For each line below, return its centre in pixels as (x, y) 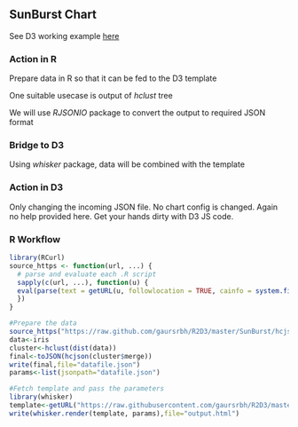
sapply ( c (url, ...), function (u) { (83, 282)
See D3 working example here (64, 36)
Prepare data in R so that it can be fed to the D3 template (113, 78)
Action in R (33, 59)
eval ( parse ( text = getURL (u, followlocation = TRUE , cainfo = (134, 291)
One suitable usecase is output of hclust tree (91, 96)
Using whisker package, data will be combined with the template (127, 164)
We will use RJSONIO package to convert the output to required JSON (137, 113)
